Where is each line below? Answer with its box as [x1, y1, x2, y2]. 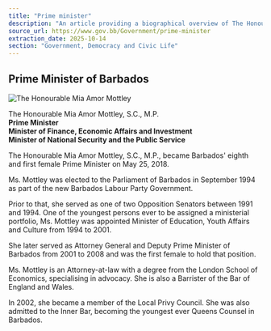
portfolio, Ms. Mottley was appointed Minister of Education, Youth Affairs [8, 216, 250, 226]
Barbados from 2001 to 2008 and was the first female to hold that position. [8, 248, 256, 259]
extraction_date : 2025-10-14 [8, 34, 106, 43]
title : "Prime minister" [8, 11, 92, 20]
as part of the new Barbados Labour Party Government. [8, 183, 194, 193]
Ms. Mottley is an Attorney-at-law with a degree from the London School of [8, 265, 258, 274]
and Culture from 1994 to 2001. [8, 224, 112, 235]
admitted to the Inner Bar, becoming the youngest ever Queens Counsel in [8, 306, 255, 316]
